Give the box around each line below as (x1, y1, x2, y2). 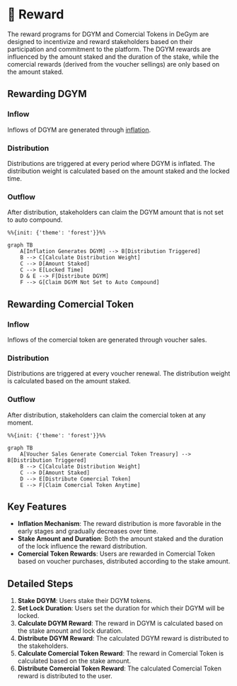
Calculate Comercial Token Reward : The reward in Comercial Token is (17, 649, 224, 658)
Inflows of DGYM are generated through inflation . (7, 125, 151, 134)
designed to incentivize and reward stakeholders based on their (7, 37, 193, 45)
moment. (7, 418, 33, 427)
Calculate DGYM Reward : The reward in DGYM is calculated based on (17, 619, 223, 628)
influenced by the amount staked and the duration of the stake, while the (7, 52, 219, 61)
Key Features (7, 500, 67, 512)
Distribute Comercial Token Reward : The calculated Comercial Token (17, 664, 221, 673)
